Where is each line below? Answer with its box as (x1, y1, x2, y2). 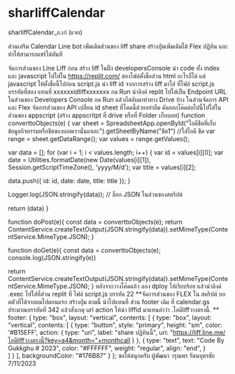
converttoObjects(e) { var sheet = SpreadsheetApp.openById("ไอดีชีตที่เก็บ (8, 119, 216, 127)
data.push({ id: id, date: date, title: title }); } (8, 176, 131, 185)
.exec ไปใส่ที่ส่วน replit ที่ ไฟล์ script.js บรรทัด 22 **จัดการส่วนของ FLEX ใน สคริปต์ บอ (8, 289, 226, 298)
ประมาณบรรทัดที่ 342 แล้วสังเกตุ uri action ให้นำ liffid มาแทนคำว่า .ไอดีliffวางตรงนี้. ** (8, 305, 220, 314)
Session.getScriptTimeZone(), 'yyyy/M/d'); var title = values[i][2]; (8, 163, 197, 171)
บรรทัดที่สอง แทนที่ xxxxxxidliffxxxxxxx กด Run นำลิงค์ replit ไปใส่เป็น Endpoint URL (8, 87, 227, 96)
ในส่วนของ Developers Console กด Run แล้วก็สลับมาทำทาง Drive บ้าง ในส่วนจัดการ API (8, 95, 229, 103)
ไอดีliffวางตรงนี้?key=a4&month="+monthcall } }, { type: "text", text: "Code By (8, 336, 225, 344)
